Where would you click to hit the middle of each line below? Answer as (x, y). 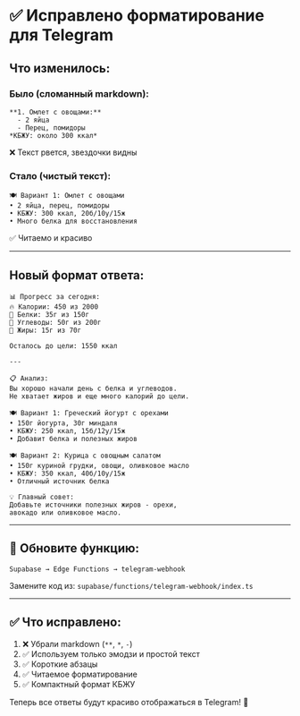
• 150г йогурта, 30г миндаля (63, 423)
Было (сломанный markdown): (79, 93)
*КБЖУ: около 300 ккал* (54, 135)
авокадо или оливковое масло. (66, 512)
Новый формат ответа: (77, 275)
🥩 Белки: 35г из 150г (50, 314)
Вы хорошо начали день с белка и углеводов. (93, 388)
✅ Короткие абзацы (60, 664)
